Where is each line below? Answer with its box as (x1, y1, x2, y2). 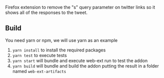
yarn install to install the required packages (12, 47, 106, 53)
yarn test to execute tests (12, 52, 67, 58)
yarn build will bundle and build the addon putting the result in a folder (12, 62, 159, 69)
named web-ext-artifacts (12, 68, 66, 74)
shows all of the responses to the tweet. (5, 9, 88, 15)
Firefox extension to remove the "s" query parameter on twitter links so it (5, 4, 155, 10)
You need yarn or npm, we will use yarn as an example (5, 37, 118, 43)
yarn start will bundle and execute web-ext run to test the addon (12, 57, 148, 63)
